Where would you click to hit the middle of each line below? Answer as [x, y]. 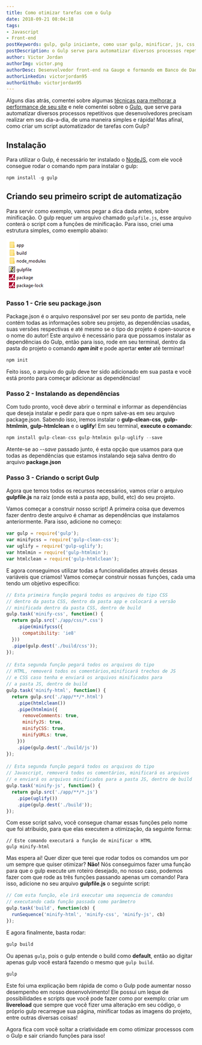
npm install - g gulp [32, 178]
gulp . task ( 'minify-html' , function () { [56, 690]
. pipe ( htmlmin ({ [38, 709]
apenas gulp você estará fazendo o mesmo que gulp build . [80, 962]
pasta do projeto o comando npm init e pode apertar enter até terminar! [95, 348]
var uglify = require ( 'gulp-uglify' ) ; [55, 546]
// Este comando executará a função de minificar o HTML [79, 841]
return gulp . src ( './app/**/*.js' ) [55, 792]
